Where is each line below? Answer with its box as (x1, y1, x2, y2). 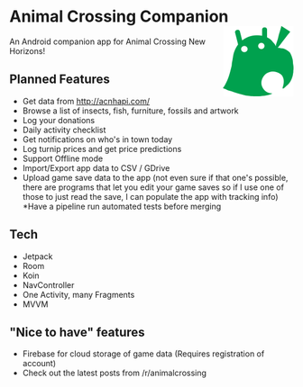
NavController (22, 279, 75, 290)
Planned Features (9, 72, 111, 87)
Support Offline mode (22, 153, 104, 164)
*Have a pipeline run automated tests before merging (22, 201, 222, 211)
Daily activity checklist (22, 124, 106, 135)
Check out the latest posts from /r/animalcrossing (22, 367, 207, 379)
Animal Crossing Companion (9, 6, 229, 27)
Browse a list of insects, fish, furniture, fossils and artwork (22, 105, 239, 116)
